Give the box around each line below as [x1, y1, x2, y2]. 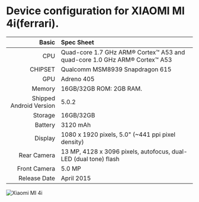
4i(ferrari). [6, 17, 59, 30]
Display [34, 134, 55, 142]
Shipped [31, 94, 55, 102]
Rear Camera [18, 151, 55, 159]
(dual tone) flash [73, 155, 120, 163]
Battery [34, 120, 55, 129]
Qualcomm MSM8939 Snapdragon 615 [60, 65, 172, 73]
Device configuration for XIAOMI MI [6, 4, 185, 18]
